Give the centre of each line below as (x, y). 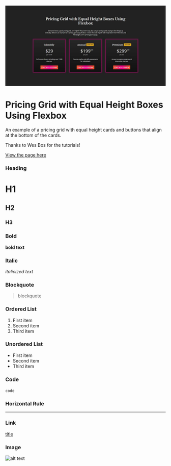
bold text (15, 247)
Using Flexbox (36, 116)
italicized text (19, 271)
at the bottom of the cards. (33, 135)
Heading (16, 168)
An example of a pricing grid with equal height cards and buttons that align (83, 130)
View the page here (26, 155)
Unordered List (24, 344)
